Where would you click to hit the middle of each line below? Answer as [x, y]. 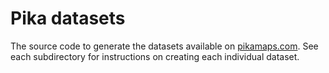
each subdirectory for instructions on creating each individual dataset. [155, 56]
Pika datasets [68, 18]
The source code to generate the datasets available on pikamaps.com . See [164, 46]
